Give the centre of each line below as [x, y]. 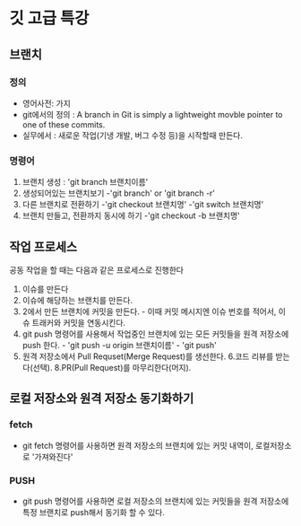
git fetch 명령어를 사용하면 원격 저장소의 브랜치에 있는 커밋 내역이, [138, 445]
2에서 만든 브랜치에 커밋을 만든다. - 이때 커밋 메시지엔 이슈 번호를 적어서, [149, 311]
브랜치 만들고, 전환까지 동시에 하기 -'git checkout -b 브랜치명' [131, 215]
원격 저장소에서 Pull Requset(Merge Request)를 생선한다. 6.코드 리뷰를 [148, 356]
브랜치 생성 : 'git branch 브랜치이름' [85, 182]
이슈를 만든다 [45, 289]
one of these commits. [64, 124]
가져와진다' [54, 456]
